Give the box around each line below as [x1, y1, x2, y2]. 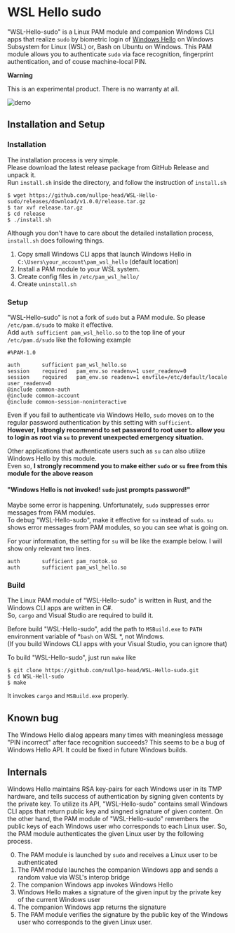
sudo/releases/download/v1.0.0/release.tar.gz [7, 198, 146, 205]
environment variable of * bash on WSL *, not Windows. [7, 632, 165, 641]
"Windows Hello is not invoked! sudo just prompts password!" [7, 485, 191, 494]
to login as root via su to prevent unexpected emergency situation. [7, 433, 204, 442]
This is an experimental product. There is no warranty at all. [7, 84, 180, 93]
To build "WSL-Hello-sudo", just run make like [7, 653, 137, 662]
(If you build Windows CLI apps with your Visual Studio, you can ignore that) [7, 640, 228, 648]
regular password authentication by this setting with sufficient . [7, 418, 192, 426]
